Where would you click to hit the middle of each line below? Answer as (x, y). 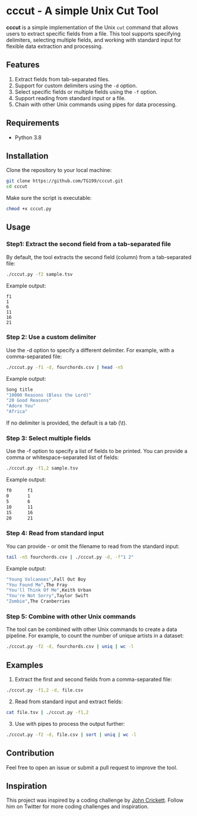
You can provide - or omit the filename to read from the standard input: (93, 546)
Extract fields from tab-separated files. (62, 79)
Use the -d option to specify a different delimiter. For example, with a (90, 350)
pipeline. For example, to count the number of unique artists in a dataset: (95, 636)
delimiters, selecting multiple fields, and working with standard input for (94, 40)
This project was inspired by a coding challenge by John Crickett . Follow (95, 800)
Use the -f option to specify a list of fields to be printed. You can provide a (97, 451)
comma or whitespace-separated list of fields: (63, 457)
